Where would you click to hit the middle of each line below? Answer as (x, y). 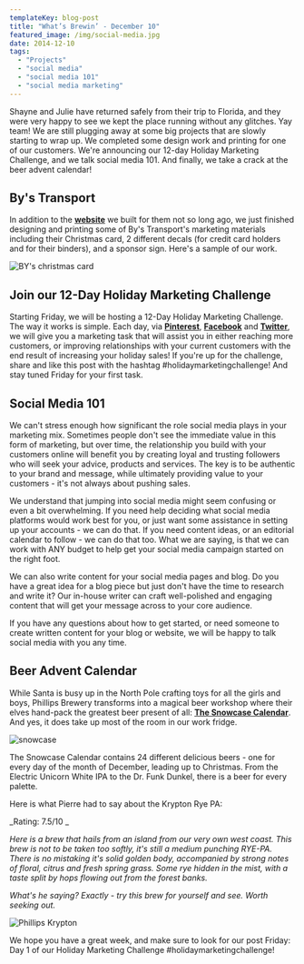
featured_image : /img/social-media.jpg (85, 35)
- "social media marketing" (71, 85)
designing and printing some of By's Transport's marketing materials (137, 229)
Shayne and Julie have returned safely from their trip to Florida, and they (145, 111)
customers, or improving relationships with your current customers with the (150, 346)
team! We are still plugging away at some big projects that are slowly (137, 131)
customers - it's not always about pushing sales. (100, 484)
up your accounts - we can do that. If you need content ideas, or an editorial (152, 530)
